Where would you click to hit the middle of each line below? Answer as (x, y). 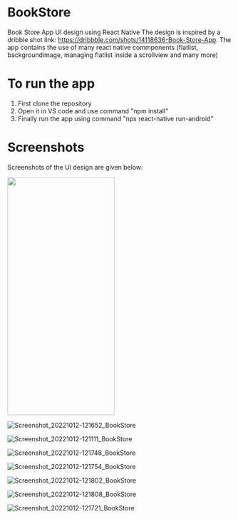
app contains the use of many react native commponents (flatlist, (103, 47)
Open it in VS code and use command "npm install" (93, 111)
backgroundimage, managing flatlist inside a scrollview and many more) (113, 55)
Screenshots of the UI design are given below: (76, 167)
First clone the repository (55, 103)
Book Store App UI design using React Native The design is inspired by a (114, 32)
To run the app (51, 84)
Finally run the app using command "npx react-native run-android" (115, 118)
